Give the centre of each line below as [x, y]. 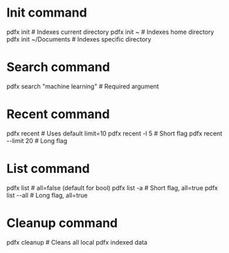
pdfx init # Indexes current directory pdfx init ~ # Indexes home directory [110, 32]
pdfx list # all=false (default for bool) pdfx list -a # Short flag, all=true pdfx [112, 187]
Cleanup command [62, 223]
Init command [47, 13]
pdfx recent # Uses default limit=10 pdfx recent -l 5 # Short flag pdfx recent [114, 133]
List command [48, 169]
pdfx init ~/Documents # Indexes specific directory [79, 39]
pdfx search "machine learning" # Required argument [83, 86]
